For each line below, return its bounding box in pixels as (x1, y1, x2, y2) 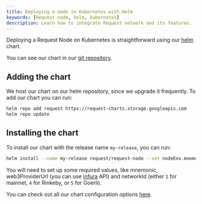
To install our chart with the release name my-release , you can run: (6, 143, 171, 151)
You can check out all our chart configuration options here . (6, 190, 152, 198)
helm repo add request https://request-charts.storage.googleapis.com (6, 106, 187, 112)
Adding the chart (6, 71, 71, 82)
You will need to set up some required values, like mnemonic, (6, 166, 158, 173)
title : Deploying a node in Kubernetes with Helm (6, 8, 133, 15)
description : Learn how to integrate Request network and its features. (6, 20, 192, 26)
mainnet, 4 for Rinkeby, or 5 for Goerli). (6, 179, 102, 186)
